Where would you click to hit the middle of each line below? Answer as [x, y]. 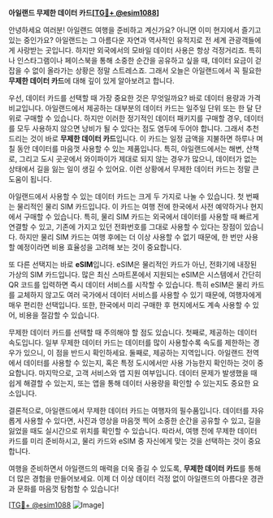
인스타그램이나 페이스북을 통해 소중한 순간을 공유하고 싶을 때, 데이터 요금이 [135, 60]
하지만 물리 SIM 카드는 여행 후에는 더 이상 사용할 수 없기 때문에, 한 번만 [131, 237]
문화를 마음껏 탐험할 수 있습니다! [68, 489]
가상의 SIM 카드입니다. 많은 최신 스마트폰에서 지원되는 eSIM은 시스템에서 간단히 [135, 274]
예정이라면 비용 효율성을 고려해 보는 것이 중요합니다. [99, 247]
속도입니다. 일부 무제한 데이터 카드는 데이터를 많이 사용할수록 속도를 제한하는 [130, 343]
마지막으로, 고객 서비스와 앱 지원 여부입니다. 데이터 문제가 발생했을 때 [148, 373]
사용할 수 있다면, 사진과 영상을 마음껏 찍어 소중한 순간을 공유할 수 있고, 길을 [142, 421]
